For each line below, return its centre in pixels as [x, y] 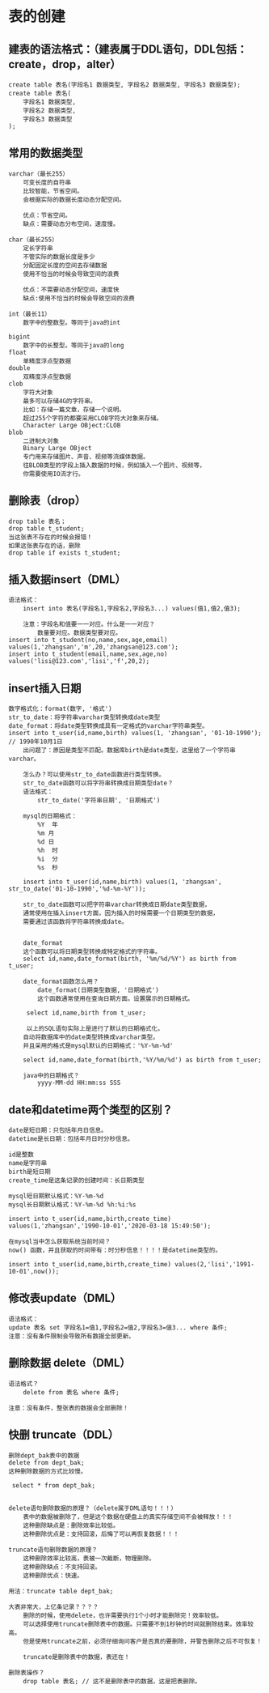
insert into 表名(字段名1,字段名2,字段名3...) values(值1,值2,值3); [132, 609]
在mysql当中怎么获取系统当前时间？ [60, 1242]
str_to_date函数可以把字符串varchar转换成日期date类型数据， [117, 905]
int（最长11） [29, 314]
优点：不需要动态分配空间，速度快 [71, 289]
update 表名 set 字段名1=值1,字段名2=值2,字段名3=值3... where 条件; [118, 1327]
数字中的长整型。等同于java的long [74, 345]
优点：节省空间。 [47, 215]
